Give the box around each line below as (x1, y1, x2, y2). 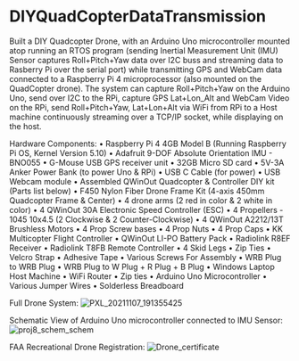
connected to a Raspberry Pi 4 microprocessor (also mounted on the (9, 73, 262, 84)
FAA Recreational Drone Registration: (9, 341, 145, 352)
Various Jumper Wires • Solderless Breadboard (9, 280, 185, 291)
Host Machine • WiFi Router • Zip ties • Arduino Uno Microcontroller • (9, 270, 268, 282)
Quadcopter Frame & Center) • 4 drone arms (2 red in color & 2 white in (9, 194, 273, 206)
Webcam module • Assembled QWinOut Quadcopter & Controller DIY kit (9, 176, 275, 186)
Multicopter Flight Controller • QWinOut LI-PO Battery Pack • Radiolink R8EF (9, 233, 291, 243)
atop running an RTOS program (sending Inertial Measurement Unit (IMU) (9, 45, 278, 55)
